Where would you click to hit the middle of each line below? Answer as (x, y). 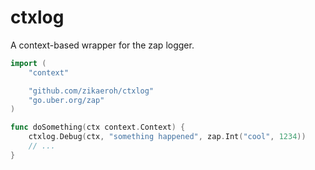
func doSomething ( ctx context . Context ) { (98, 127)
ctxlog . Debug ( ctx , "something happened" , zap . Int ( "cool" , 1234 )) (167, 137)
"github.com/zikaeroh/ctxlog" (91, 91)
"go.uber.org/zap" (66, 100)
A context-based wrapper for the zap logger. (102, 45)
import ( (28, 63)
